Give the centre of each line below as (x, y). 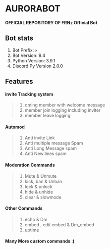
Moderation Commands (30, 165)
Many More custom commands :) (40, 241)
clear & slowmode (43, 197)
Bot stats (19, 38)
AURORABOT (33, 9)
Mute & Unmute (41, 176)
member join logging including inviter (62, 110)
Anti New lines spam (46, 153)
